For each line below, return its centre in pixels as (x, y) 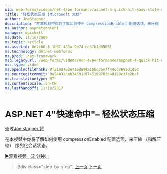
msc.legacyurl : (21, 60)
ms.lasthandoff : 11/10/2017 (34, 88)
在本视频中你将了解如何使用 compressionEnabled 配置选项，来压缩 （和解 (81, 139)
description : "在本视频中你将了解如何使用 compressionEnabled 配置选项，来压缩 (82, 24)
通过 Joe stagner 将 (25, 129)
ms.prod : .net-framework (31, 56)
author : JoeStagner (25, 19)
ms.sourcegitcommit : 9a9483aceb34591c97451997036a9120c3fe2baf (72, 74)
